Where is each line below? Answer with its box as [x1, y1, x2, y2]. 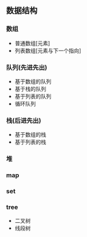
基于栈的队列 [14, 85, 46, 92]
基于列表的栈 [14, 138, 46, 146]
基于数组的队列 [14, 78, 51, 85]
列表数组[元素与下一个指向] [14, 47, 82, 54]
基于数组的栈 [14, 131, 46, 138]
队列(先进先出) [6, 63, 47, 71]
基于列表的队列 [14, 93, 51, 100]
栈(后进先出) [6, 116, 41, 125]
